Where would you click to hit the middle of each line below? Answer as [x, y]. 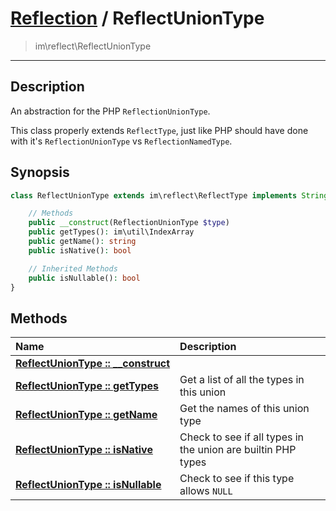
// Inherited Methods [73, 268]
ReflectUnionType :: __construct [93, 364]
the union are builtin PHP [238, 450]
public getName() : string [82, 242]
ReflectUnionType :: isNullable [88, 485]
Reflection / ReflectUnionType [137, 18]
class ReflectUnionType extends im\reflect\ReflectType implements [154, 195]
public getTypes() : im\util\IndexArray [111, 232]
